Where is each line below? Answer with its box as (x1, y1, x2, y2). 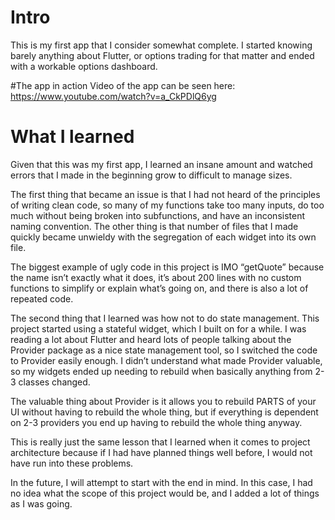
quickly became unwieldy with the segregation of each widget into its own (10, 231, 317, 243)
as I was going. (10, 497, 73, 510)
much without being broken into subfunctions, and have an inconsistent (10, 209, 306, 221)
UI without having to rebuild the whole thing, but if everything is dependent (10, 406, 319, 418)
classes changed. (18, 376, 91, 388)
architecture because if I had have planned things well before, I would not (10, 446, 313, 458)
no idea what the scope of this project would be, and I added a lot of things (10, 487, 320, 499)
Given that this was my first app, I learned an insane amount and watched (10, 158, 313, 170)
